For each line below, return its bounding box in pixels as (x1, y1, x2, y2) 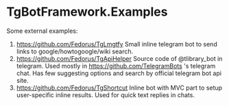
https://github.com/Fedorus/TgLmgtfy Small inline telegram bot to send (16, 40, 217, 48)
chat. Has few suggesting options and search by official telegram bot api (16, 69, 222, 77)
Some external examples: (6, 27, 78, 35)
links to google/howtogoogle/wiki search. (16, 47, 134, 55)
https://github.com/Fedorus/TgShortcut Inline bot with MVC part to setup (16, 83, 223, 92)
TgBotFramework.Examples (6, 4, 168, 20)
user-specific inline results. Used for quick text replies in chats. (16, 90, 195, 99)
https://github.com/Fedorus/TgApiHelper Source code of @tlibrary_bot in (16, 54, 223, 62)
